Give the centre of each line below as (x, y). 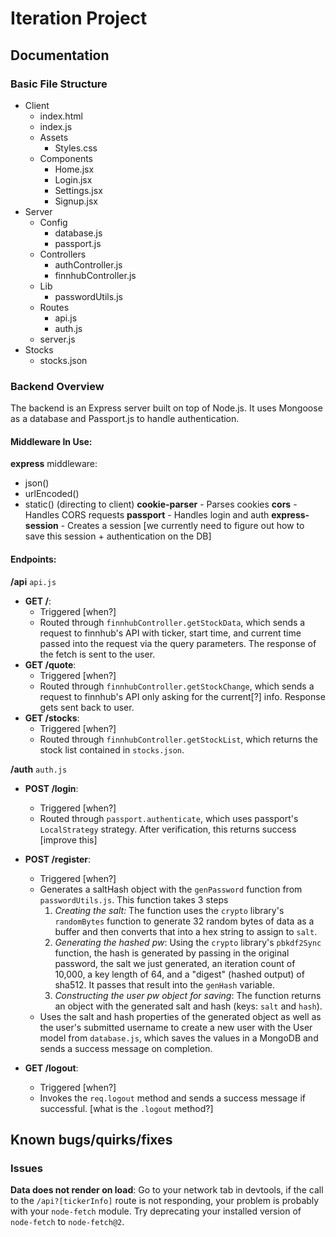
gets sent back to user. (87, 707)
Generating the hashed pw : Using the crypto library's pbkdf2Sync (188, 942)
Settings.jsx (78, 190)
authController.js (88, 264)
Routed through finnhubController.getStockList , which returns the (178, 739)
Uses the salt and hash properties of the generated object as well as (180, 1016)
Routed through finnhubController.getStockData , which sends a (172, 622)
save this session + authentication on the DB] (118, 536)
